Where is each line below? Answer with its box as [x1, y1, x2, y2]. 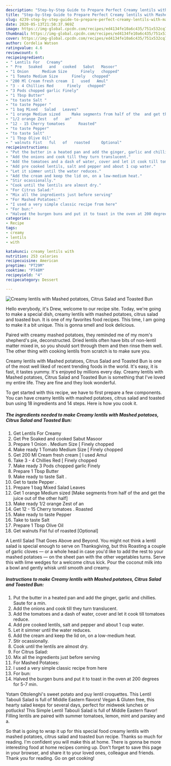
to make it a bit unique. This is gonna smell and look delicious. [6, 322, 135, 328]
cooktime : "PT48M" [6, 268, 45, 273]
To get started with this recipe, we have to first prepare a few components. [6, 389, 162, 395]
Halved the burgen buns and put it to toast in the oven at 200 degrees [13, 676, 159, 682]
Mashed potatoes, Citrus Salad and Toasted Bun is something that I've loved [6, 374, 165, 380]
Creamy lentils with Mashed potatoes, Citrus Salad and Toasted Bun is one [6, 358, 162, 364]
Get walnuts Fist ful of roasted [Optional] [13, 527, 98, 534]
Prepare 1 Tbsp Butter [13, 468, 59, 474]
